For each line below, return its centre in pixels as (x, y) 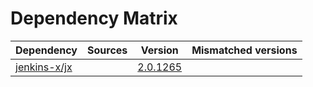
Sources (107, 50)
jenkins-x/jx (44, 67)
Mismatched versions (244, 50)
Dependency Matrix (94, 18)
